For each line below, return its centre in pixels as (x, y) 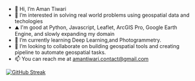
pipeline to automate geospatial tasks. (60, 52)
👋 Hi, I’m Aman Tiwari (40, 9)
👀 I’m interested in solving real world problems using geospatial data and (102, 15)
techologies (29, 21)
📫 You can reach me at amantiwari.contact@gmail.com (81, 59)
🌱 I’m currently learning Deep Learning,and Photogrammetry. (88, 40)
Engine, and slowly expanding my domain (65, 34)
